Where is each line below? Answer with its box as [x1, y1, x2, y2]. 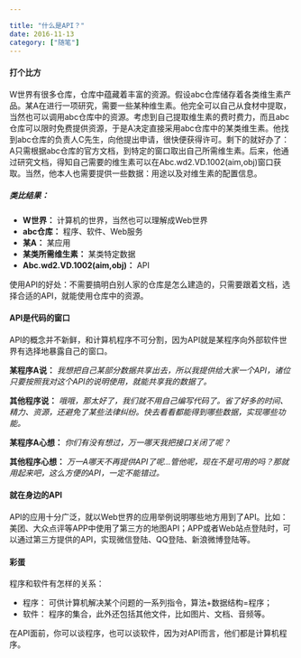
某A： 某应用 [22, 236, 71, 248]
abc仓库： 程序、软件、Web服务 [22, 226, 143, 236]
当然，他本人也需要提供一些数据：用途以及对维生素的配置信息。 [24, 168, 262, 179]
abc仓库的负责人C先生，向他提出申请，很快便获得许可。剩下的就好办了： [16, 134, 290, 144]
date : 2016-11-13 [9, 29, 75, 39]
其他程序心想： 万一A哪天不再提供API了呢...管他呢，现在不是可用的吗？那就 [9, 456, 290, 467]
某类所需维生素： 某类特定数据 [22, 248, 136, 259]
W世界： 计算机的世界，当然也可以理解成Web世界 [22, 214, 209, 226]
